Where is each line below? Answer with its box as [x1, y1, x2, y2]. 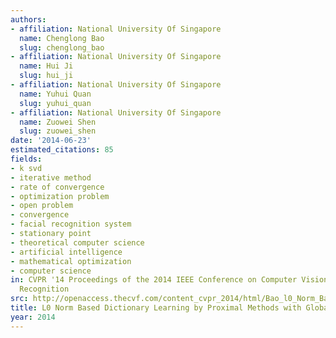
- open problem [10, 201, 74, 211]
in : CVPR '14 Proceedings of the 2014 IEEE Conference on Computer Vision [10, 275, 329, 285]
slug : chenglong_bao [19, 42, 105, 53]
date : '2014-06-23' [10, 136, 92, 146]
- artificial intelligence [10, 247, 123, 257]
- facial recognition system [10, 219, 132, 230]
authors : [10, 14, 47, 25]
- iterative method [10, 172, 92, 183]
